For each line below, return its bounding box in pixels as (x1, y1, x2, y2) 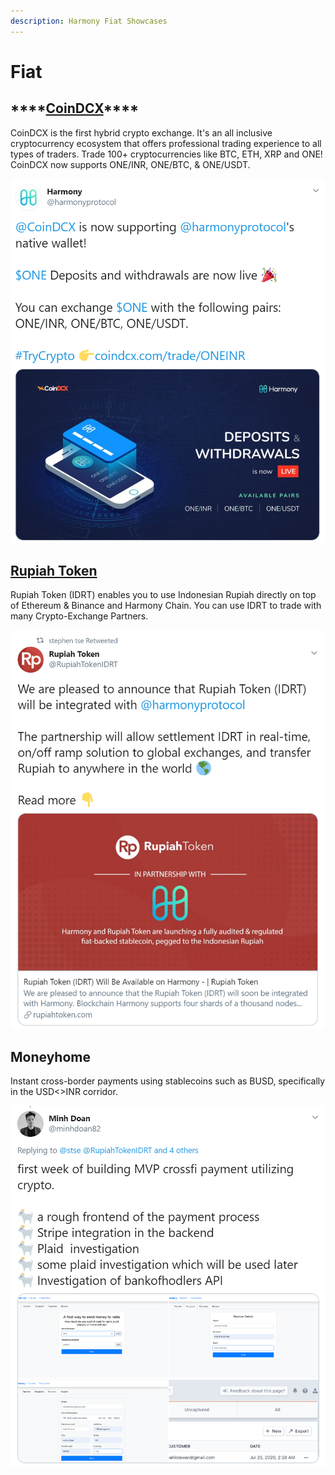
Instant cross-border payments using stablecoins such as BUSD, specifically (10, 1075, 326, 1087)
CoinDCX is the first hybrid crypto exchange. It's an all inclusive (10, 126, 273, 139)
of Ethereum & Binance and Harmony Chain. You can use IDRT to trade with (10, 600, 322, 612)
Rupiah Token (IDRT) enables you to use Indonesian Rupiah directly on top (10, 589, 317, 601)
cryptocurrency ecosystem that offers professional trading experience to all (10, 137, 322, 149)
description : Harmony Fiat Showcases (10, 16, 168, 26)
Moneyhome (10, 1048, 91, 1065)
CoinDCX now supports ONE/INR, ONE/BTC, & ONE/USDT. (10, 158, 251, 170)
